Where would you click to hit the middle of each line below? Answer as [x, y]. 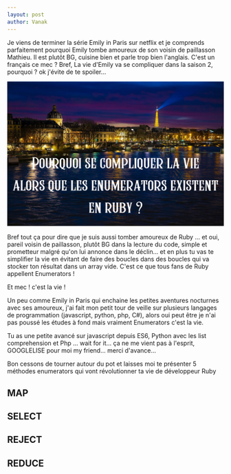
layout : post [26, 14]
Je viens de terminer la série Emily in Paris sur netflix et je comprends [106, 42]
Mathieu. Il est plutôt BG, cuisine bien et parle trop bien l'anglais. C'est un [111, 57]
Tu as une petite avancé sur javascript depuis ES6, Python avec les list [107, 336]
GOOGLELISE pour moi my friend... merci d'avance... [82, 350]
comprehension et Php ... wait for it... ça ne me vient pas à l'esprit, [101, 343]
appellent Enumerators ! [41, 274]
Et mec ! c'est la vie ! [36, 287]
